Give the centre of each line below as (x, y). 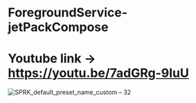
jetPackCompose (58, 27)
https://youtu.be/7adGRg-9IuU (98, 73)
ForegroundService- (68, 13)
